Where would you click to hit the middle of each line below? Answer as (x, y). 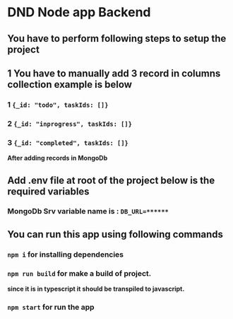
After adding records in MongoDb (58, 158)
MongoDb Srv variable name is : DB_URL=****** (88, 211)
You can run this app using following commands (115, 234)
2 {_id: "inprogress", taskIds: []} (70, 123)
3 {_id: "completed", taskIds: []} (68, 142)
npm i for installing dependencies (66, 254)
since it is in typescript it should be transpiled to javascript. (96, 289)
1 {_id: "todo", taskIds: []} (58, 105)
